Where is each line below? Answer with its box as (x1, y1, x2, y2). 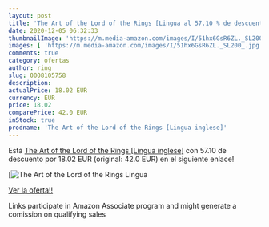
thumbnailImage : (8, 34, 62, 43)
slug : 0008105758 (8, 71, 66, 79)
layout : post (8, 11, 52, 20)
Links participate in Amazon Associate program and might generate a (8, 201, 237, 210)
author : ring (8, 64, 52, 72)
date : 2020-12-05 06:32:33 (8, 26, 98, 34)
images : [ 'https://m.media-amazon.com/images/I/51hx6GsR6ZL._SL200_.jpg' (8, 42, 263, 50)
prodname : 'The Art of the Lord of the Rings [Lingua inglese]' (8, 124, 227, 132)
